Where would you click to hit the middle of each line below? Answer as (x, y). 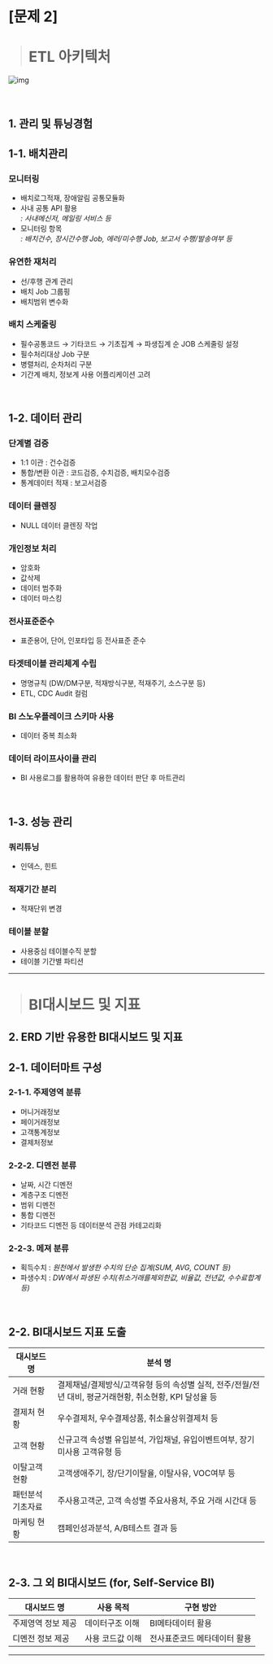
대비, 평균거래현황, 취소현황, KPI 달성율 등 (142, 1397)
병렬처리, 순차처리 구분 (56, 364)
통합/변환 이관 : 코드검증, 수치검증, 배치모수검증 (95, 473)
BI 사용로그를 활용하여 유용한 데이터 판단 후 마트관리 (102, 778)
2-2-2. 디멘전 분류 (43, 1165)
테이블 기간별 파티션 (52, 961)
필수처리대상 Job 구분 (55, 354)
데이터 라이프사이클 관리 (53, 758)
